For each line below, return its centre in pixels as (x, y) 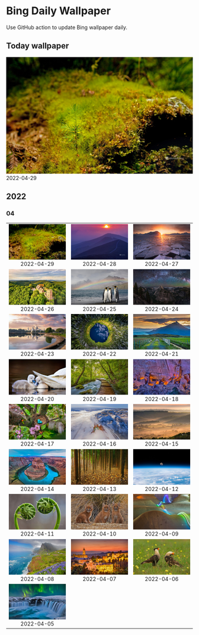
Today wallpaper (38, 46)
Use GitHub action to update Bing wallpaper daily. (67, 27)
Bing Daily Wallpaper (59, 11)
